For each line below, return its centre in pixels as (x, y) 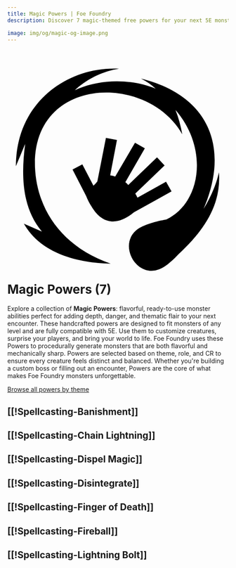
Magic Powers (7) (59, 289)
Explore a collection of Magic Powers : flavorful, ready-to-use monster (109, 309)
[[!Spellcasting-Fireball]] (63, 531)
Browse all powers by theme (48, 389)
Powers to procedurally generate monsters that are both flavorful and (108, 346)
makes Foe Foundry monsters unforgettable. (71, 376)
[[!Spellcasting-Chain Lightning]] (81, 435)
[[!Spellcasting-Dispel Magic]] (75, 459)
